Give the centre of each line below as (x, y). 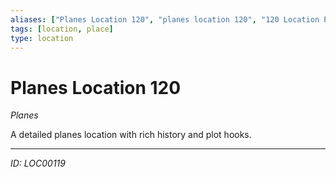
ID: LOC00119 (38, 163)
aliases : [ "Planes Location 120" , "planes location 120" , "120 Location (165, 19)
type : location (42, 38)
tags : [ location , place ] (62, 29)
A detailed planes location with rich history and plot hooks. (131, 135)
